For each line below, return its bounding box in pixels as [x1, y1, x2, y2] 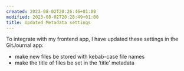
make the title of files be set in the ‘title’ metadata [14, 59, 134, 66]
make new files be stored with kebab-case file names [14, 53, 145, 60]
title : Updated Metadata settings [6, 19, 91, 25]
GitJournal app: [6, 42, 44, 49]
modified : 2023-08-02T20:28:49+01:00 [6, 14, 99, 20]
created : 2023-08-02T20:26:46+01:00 [6, 8, 96, 15]
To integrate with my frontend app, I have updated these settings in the [6, 36, 179, 43]
